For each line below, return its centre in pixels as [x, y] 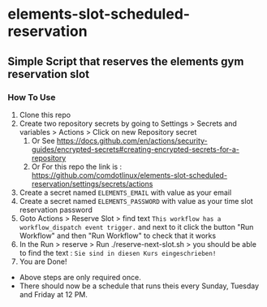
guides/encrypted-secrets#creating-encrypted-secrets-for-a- [136, 149]
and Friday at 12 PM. [54, 294]
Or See [43, 141]
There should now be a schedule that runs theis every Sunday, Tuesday [139, 286]
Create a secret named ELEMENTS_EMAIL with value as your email [125, 192]
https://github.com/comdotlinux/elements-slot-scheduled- [129, 175]
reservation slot [49, 74]
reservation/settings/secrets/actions [92, 184]
